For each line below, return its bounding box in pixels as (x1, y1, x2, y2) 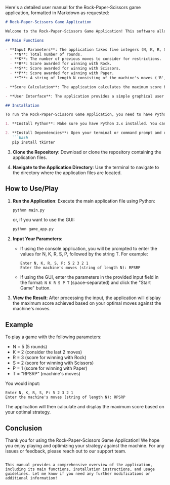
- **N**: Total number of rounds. (10, 52, 82, 57)
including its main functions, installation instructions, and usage (5, 467, 155, 472)
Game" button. (20, 285, 51, 291)
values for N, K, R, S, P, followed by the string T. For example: (20, 251, 148, 257)
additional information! (5, 475, 58, 480)
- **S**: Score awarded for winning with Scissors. (10, 66, 121, 71)
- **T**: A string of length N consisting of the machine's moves (10, 75, 153, 80)
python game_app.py (12, 227, 54, 232)
